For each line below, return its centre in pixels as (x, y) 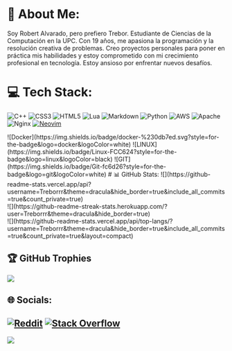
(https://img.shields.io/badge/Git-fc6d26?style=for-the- (87, 166)
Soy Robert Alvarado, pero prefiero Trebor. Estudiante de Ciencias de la (109, 33)
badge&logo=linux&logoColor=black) (60, 159)
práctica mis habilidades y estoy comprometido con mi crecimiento (103, 55)
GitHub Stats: (140, 174)
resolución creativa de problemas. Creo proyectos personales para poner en (116, 48)
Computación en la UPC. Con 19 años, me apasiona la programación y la (110, 40)
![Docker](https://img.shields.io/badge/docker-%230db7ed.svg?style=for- (113, 137)
